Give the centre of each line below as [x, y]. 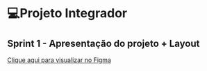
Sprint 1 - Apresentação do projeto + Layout [104, 43]
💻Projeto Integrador [67, 13]
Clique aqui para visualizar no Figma [59, 60]
